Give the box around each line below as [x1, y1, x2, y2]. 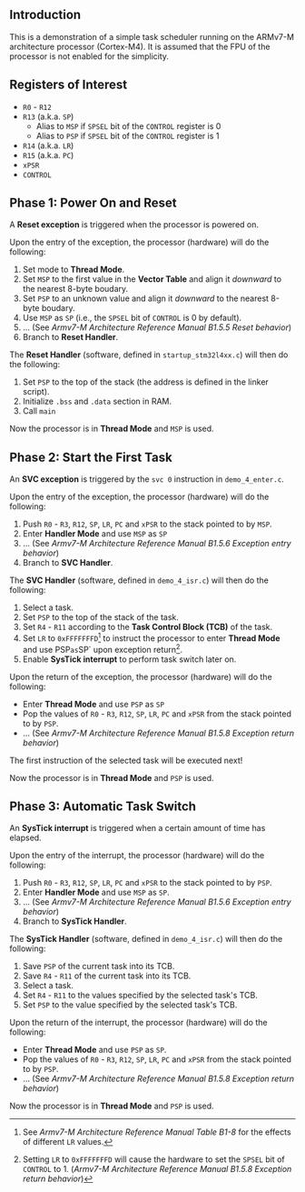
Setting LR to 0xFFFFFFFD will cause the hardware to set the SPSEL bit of [22, 1154, 285, 1165]
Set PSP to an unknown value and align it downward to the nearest [22, 293, 270, 304]
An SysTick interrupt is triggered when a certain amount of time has [9, 823, 266, 834]
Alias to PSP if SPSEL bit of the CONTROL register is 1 [35, 130, 220, 141]
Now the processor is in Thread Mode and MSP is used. [9, 423, 215, 435]
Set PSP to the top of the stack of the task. [22, 612, 180, 623]
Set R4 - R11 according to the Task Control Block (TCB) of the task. [22, 622, 273, 633]
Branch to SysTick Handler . [22, 916, 127, 927]
